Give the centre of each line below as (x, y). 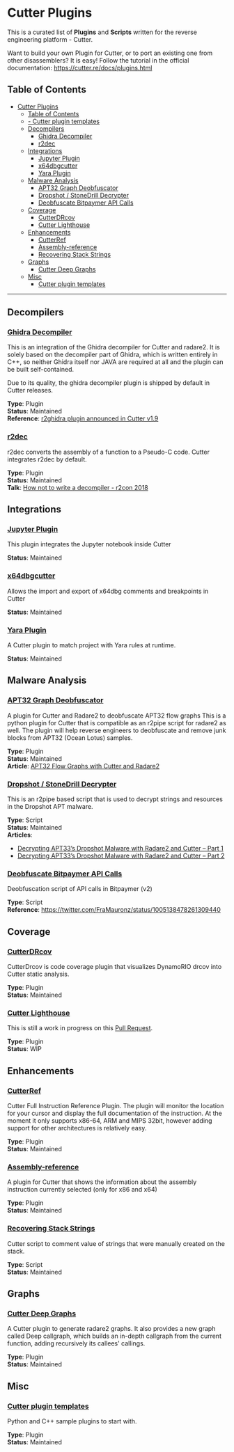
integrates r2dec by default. (47, 459)
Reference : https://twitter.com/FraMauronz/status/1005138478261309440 (114, 910)
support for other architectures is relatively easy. (77, 1128)
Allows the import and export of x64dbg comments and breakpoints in (108, 591)
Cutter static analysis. (38, 974)
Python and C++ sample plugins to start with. (72, 1421)
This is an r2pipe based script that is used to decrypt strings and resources (115, 799)
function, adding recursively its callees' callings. (76, 1343)
